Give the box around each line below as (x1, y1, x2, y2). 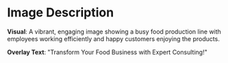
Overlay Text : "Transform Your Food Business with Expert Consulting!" (7, 48, 207, 56)
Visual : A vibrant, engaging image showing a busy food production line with (7, 27, 221, 36)
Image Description (7, 5, 114, 21)
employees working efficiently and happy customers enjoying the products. (7, 34, 220, 42)
